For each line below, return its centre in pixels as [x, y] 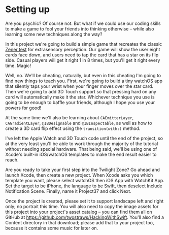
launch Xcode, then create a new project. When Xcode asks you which [79, 175]
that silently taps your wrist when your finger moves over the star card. [79, 86]
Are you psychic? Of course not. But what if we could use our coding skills [83, 23]
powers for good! [23, 108]
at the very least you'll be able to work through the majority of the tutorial [82, 144]
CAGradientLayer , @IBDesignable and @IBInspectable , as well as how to [79, 123]
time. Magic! [18, 65]
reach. [12, 160]
